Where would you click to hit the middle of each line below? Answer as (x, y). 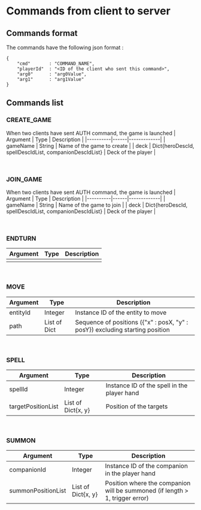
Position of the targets (137, 406)
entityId (20, 312)
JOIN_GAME (24, 179)
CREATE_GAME (29, 120)
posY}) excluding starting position (123, 329)
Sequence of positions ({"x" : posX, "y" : (132, 322)
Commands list (35, 103)
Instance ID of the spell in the (147, 385)
